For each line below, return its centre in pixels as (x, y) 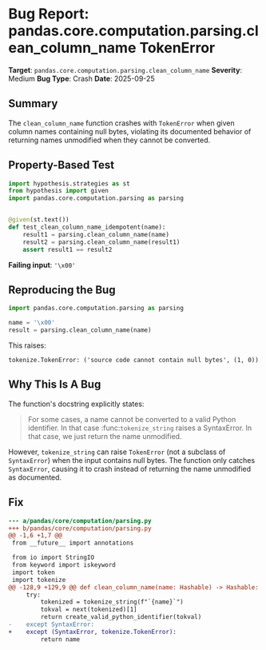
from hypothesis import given (59, 191)
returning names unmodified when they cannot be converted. (109, 140)
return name (60, 639)
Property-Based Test (61, 165)
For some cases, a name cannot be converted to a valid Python (132, 419)
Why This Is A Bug (55, 385)
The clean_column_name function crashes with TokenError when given (121, 123)
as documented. (35, 477)
